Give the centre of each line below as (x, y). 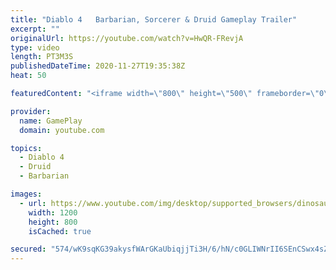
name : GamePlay (51, 121)
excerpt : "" (35, 29)
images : (26, 194)
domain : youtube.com (62, 130)
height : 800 (53, 222)
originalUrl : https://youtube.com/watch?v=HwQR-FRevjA (127, 38)
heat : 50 (28, 76)
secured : (28, 249)
